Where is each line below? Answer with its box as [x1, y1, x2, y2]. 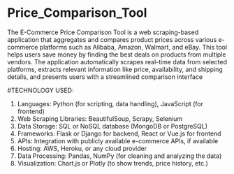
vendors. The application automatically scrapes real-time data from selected [7, 57, 228, 66]
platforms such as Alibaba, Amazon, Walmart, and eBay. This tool [39, 43, 228, 51]
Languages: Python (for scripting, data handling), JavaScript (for [17, 99, 204, 108]
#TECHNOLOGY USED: [7, 86, 74, 94]
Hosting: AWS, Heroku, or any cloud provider [17, 144, 147, 152]
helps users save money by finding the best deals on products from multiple [7, 50, 226, 59]
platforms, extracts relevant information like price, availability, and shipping [7, 65, 224, 73]
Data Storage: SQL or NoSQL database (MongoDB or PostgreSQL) [17, 122, 208, 130]
